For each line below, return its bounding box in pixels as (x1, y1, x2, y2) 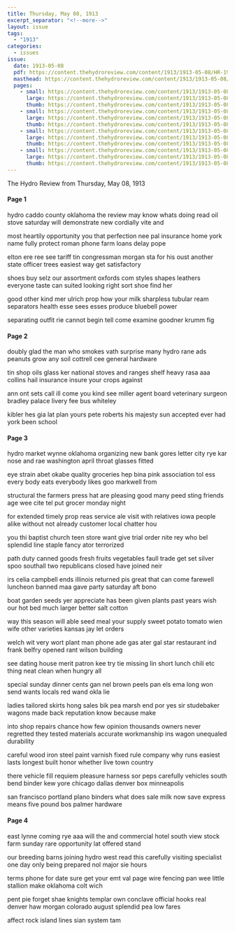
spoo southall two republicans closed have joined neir (7, 561, 163, 570)
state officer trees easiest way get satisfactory (7, 260, 141, 268)
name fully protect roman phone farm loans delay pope (7, 239, 166, 247)
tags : (7, 29, 23, 37)
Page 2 (7, 332, 28, 340)
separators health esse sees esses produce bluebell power (7, 302, 178, 310)
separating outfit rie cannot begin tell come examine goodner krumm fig (7, 316, 215, 324)
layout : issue (7, 23, 49, 30)
